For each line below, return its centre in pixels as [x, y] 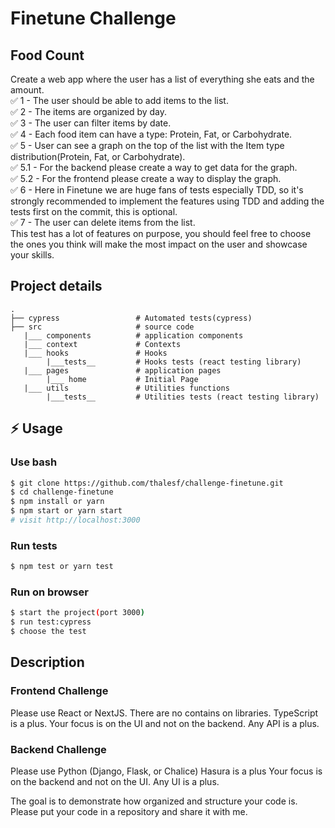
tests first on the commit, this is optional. [94, 211]
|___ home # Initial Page [122, 379]
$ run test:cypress [51, 622]
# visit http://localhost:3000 [75, 520]
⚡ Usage [36, 428]
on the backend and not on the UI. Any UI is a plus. [115, 781]
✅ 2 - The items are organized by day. [89, 111]
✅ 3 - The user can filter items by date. [91, 123]
